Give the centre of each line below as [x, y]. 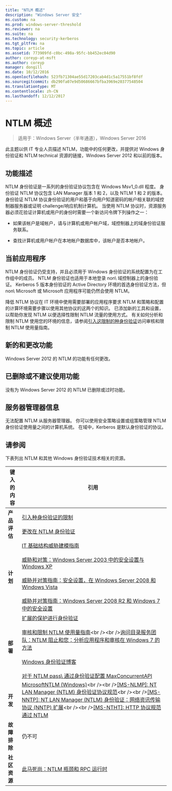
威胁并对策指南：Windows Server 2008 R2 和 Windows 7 [91, 601]
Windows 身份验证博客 [49, 662]
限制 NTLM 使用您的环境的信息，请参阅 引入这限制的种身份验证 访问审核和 [83, 321]
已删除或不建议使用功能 [42, 376]
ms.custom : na [20, 20]
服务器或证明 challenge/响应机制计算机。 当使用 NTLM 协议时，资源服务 [90, 206]
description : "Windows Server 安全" [44, 15]
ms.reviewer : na [23, 29]
